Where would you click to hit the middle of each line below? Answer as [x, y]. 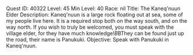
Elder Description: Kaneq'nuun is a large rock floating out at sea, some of [94, 15]
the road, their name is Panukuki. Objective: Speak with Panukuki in [87, 39]
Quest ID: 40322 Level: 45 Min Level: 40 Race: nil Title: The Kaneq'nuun [93, 8]
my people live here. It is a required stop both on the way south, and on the [97, 21]
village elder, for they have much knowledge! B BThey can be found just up [95, 33]
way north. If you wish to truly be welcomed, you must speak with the [90, 27]
